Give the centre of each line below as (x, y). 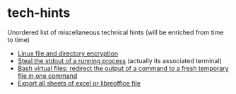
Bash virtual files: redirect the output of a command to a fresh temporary (123, 68)
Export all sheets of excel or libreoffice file (79, 83)
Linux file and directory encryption (68, 53)
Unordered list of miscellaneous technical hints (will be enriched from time (116, 32)
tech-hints (39, 13)
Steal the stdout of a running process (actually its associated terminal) (120, 60)
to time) (19, 39)
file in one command (47, 76)
